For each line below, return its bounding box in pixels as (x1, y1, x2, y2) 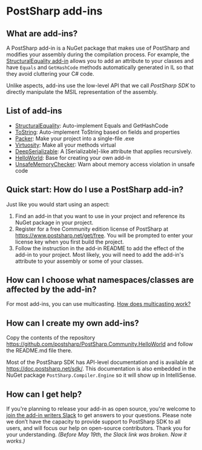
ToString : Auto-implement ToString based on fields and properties (15, 128, 180, 136)
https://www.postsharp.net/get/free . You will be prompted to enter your (15, 231, 194, 239)
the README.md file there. (6, 347, 73, 354)
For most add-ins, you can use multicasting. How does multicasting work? (6, 300, 191, 308)
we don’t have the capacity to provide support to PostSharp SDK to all (6, 418, 181, 425)
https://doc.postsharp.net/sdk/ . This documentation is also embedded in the (6, 365, 197, 372)
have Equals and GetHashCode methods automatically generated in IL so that (6, 64, 194, 71)
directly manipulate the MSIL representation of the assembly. (6, 88, 158, 95)
